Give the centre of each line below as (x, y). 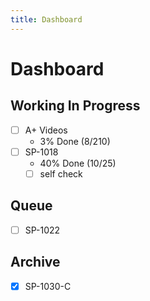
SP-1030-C (48, 286)
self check (61, 173)
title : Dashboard (46, 19)
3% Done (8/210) (75, 141)
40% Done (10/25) (78, 163)
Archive (35, 262)
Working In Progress (75, 106)
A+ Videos (46, 130)
